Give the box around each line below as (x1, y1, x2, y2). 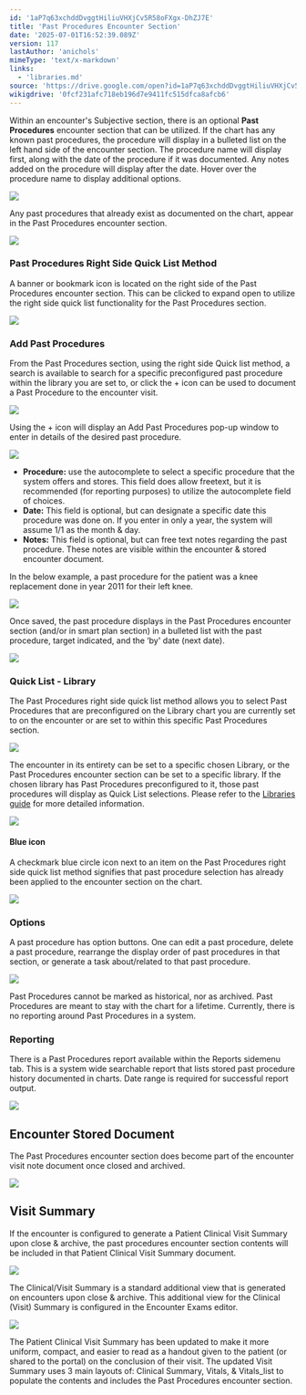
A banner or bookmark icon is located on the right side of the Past (9, 277, 258, 288)
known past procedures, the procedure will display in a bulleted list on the (9, 134, 287, 145)
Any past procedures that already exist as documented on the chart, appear (9, 207, 294, 219)
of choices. (22, 495, 66, 506)
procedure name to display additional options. (9, 172, 182, 183)
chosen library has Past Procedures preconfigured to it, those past (9, 779, 260, 790)
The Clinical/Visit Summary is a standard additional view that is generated (9, 1282, 286, 1293)
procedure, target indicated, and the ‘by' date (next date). (9, 635, 225, 646)
